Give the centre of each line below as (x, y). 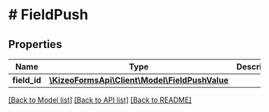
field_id (27, 80)
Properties (35, 44)
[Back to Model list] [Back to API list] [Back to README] (100, 100)
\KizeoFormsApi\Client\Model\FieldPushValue (139, 80)
